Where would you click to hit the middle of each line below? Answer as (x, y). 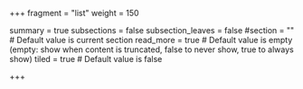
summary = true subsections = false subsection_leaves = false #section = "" (152, 30)
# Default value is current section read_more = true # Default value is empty (151, 40)
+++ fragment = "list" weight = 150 (74, 13)
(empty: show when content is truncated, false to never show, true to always (151, 49)
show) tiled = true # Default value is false (86, 59)
